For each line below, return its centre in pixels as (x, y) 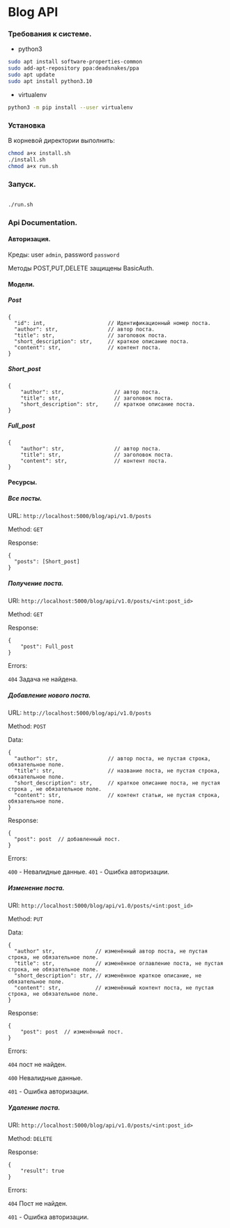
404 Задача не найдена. (43, 679)
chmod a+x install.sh (39, 153)
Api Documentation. (43, 222)
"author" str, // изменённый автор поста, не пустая (111, 952)
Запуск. (22, 184)
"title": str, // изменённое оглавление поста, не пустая (119, 964)
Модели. (21, 284)
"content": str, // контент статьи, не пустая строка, (117, 796)
